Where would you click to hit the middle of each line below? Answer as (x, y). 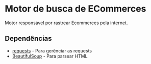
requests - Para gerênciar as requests (52, 50)
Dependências (28, 39)
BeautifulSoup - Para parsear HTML (50, 56)
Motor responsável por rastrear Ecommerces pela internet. (66, 23)
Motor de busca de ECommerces (75, 9)
